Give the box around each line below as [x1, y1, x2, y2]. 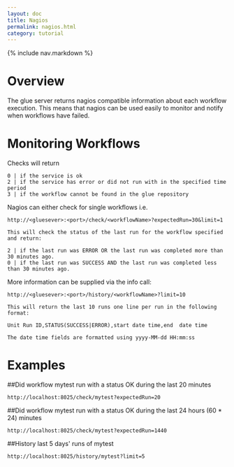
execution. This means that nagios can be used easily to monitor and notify [7, 104, 224, 113]
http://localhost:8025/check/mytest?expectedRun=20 [7, 394, 161, 401]
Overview [7, 73, 65, 89]
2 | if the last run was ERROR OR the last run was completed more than [7, 247, 224, 254]
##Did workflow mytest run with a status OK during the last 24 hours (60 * [7, 406, 222, 415]
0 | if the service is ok [7, 173, 82, 180]
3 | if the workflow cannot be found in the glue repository [7, 191, 189, 198]
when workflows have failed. [7, 111, 90, 120]
